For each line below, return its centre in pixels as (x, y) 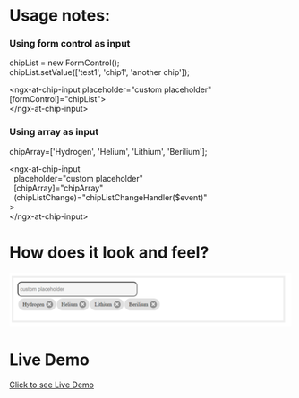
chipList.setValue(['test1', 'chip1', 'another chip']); (99, 72)
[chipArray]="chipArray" (58, 188)
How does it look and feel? (109, 252)
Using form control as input (70, 44)
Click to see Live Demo (51, 385)
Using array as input (54, 132)
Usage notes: (60, 16)
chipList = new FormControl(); (64, 63)
